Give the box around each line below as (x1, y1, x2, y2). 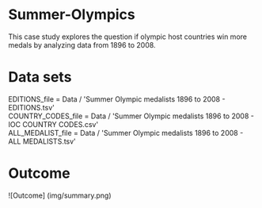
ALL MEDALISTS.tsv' (8, 137, 77, 146)
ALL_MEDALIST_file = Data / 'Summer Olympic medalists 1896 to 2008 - (8, 128, 244, 137)
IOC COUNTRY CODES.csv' (8, 119, 99, 129)
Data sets (8, 68, 72, 87)
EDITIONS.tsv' (8, 102, 55, 112)
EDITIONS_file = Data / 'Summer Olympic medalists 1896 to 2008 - (8, 94, 226, 104)
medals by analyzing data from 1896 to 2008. (8, 40, 156, 49)
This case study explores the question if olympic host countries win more (8, 32, 248, 41)
